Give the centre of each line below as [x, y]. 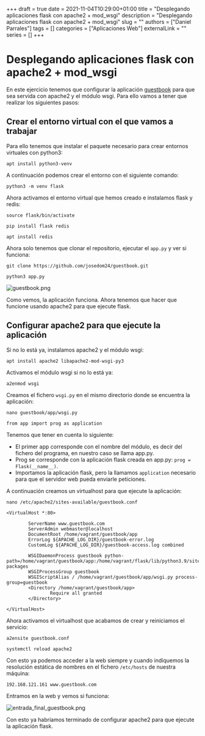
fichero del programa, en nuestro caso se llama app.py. [85, 453]
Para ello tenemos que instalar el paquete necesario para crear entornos [97, 146]
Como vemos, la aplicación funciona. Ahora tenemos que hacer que [92, 300]
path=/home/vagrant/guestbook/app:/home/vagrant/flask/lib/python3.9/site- [105, 561]
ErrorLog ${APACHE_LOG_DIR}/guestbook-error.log [91, 540]
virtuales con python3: [34, 152]
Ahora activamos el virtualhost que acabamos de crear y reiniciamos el [95, 620]
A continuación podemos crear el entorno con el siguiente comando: [92, 175]
